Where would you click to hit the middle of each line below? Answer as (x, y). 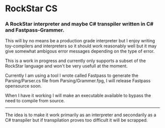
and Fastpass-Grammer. (35, 30)
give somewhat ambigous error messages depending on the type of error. (80, 51)
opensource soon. (24, 86)
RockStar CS (31, 9)
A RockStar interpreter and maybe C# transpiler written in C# (79, 24)
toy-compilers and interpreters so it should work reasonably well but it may (81, 46)
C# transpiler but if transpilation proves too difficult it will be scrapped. (77, 120)
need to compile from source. (35, 101)
